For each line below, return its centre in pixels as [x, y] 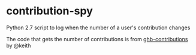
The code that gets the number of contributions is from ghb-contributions [97, 39]
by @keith [19, 45]
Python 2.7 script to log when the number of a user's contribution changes [98, 27]
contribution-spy [49, 11]
